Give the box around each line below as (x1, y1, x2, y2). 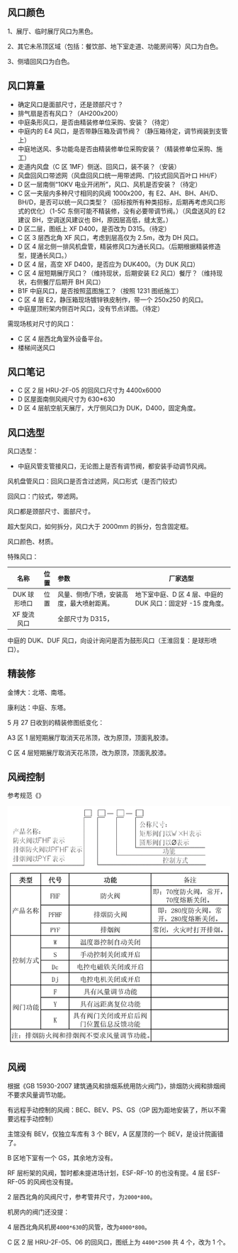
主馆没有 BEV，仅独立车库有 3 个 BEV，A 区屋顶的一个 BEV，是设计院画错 (7, 1129, 224, 1138)
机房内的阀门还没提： (7, 1208, 69, 1216)
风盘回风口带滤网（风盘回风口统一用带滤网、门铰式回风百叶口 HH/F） (17, 171, 221, 180)
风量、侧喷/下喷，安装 (57, 590, 123, 598)
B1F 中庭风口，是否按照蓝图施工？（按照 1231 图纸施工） (17, 286, 183, 295)
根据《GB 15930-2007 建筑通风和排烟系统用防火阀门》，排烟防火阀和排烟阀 (7, 1081, 226, 1090)
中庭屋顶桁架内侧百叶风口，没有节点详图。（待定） (17, 304, 164, 312)
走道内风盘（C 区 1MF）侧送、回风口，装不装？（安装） (17, 162, 181, 170)
